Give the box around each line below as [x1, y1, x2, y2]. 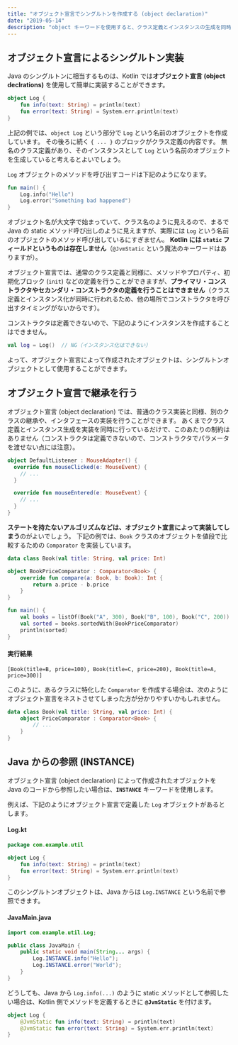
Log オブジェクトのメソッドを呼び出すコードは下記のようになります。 [7, 170, 211, 178]
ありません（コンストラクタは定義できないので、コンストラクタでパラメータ [7, 433, 229, 442]
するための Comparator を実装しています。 [13, 541, 135, 549]
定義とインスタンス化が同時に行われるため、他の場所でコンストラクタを [7, 295, 217, 304]
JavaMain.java [7, 913, 52, 922]
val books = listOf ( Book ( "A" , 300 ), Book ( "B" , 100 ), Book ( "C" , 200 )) [20, 614, 230, 621]
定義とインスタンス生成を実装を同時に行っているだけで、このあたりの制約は [7, 425, 230, 433]
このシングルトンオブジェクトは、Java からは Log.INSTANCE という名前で [7, 888, 220, 896]
